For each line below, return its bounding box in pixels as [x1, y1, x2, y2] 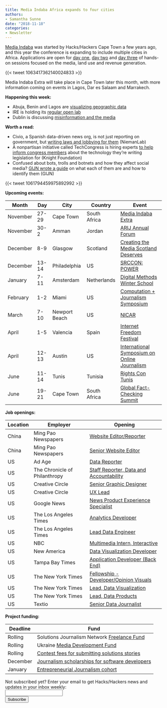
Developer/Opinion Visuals [89, 577, 152, 583]
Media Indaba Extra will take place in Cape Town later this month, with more [5, 79, 161, 85]
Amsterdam [52, 277, 80, 284]
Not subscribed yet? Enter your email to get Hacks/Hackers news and [5, 679, 148, 685]
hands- [144, 55, 159, 60]
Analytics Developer [89, 514, 137, 521]
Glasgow [52, 245, 73, 252]
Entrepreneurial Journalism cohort [37, 666, 117, 673]
